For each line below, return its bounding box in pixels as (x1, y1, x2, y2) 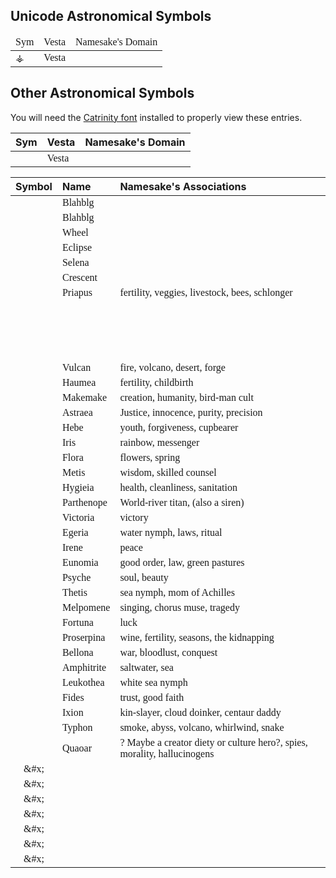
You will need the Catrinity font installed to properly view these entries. (10, 111, 303, 123)
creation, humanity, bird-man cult (119, 391, 254, 403)
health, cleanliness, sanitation (119, 481, 238, 493)
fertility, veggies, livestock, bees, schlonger (119, 286, 293, 298)
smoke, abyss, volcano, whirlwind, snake (119, 721, 285, 733)
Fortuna (61, 616, 94, 628)
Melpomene (61, 601, 111, 613)
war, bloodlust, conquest (119, 646, 218, 658)
